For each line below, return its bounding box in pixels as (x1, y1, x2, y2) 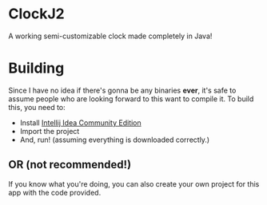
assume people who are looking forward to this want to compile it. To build (8, 93, 254, 104)
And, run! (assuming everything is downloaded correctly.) (19, 135, 210, 144)
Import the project (19, 126, 80, 136)
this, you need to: (8, 102, 66, 112)
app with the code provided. (8, 187, 102, 197)
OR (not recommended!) (8, 158, 132, 171)
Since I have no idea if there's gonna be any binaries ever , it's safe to (8, 85, 237, 95)
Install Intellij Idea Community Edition (19, 117, 141, 128)
